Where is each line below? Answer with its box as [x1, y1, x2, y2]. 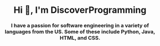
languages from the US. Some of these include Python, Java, [4, 28, 155, 35]
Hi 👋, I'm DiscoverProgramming [13, 4, 147, 16]
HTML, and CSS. [59, 35, 100, 42]
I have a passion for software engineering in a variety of [10, 22, 149, 29]
